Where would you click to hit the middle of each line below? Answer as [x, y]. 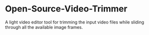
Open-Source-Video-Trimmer [66, 9]
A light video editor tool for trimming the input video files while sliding [75, 22]
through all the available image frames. [44, 27]
